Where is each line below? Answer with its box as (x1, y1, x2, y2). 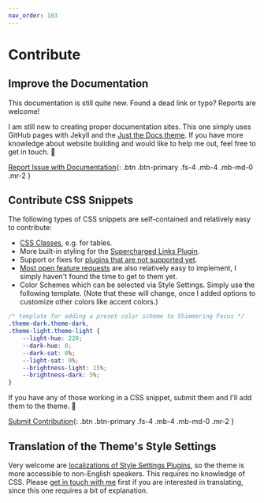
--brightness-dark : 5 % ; (22, 371, 101, 380)
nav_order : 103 (8, 11, 58, 20)
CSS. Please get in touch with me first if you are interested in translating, (8, 478, 244, 486)
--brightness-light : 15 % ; (22, 364, 108, 372)
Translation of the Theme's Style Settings (8, 440, 217, 453)
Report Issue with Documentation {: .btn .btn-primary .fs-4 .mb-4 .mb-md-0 (8, 162, 254, 172)
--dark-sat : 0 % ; (22, 349, 76, 357)
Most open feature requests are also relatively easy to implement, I (19, 263, 236, 273)
